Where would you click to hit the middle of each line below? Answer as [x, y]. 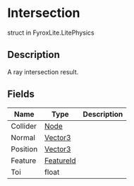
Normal [23, 137]
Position [24, 149]
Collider [24, 126]
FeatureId [60, 161]
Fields [21, 94]
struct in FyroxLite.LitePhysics [51, 33]
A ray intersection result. [43, 71]
